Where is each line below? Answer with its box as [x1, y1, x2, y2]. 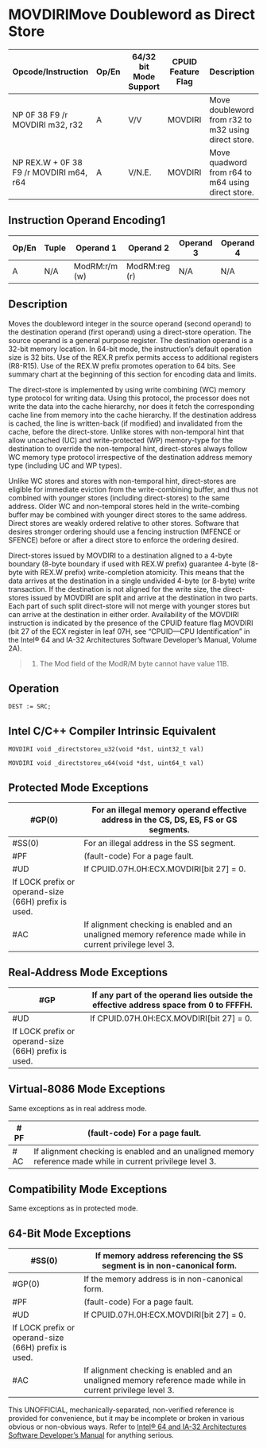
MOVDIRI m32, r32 [12, 119, 83, 130]
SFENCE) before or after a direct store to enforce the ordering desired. [8, 535, 239, 545]
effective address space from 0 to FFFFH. [92, 999, 253, 1010]
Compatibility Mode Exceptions [8, 1183, 168, 1196]
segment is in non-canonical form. [102, 1261, 237, 1272]
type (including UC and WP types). [8, 461, 122, 470]
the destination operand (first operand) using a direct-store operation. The [8, 327, 252, 337]
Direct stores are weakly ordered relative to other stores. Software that [8, 518, 240, 527]
